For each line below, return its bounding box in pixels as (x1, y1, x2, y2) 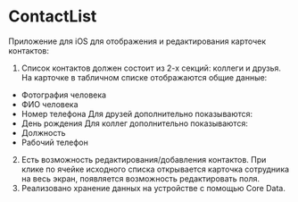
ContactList (8, 6, 97, 27)
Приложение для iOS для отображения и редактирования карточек (8, 36, 267, 46)
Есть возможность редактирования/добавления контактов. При (21, 154, 267, 164)
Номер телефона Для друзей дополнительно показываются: (21, 108, 253, 119)
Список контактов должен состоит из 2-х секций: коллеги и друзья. (21, 63, 282, 73)
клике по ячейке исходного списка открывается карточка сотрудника (21, 164, 290, 174)
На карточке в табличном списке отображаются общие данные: (21, 72, 268, 82)
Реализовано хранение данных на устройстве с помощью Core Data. (21, 182, 286, 193)
